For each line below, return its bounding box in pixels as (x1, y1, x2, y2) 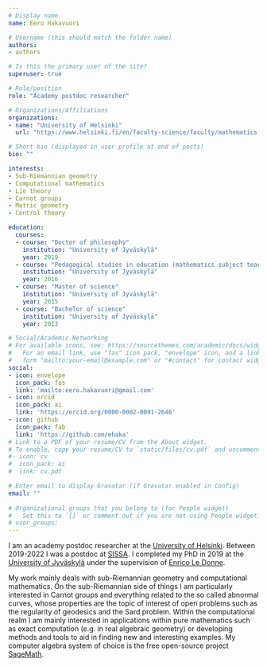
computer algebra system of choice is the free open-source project (8, 641, 229, 650)
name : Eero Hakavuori (8, 19, 80, 27)
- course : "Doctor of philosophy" (15, 238, 130, 246)
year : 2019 (22, 253, 59, 261)
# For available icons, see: (8, 342, 105, 350)
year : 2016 (22, 276, 59, 284)
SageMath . (8, 649, 44, 659)
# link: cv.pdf (8, 468, 62, 476)
